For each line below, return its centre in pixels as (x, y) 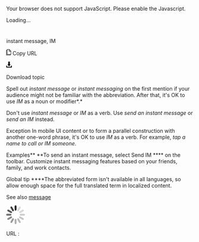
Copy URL (25, 54)
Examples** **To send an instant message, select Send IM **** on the (93, 155)
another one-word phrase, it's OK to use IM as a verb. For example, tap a (96, 137)
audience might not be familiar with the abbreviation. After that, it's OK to (96, 95)
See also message (29, 197)
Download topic (26, 77)
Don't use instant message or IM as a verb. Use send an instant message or (99, 113)
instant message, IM (31, 41)
